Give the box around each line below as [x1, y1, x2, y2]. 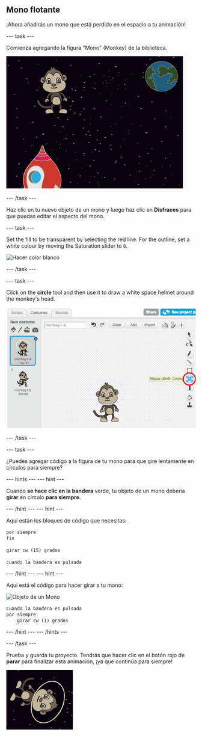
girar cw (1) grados [17, 618, 69, 624]
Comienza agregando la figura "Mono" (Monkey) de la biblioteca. [6, 44, 168, 51]
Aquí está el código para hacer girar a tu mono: [6, 581, 123, 589]
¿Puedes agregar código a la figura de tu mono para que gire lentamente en [6, 458, 194, 465]
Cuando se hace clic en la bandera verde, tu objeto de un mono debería [6, 487, 185, 495]
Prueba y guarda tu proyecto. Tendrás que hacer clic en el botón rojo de [6, 652, 185, 659]
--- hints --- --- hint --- [6, 476, 64, 483]
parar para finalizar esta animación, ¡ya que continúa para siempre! [6, 658, 173, 665]
